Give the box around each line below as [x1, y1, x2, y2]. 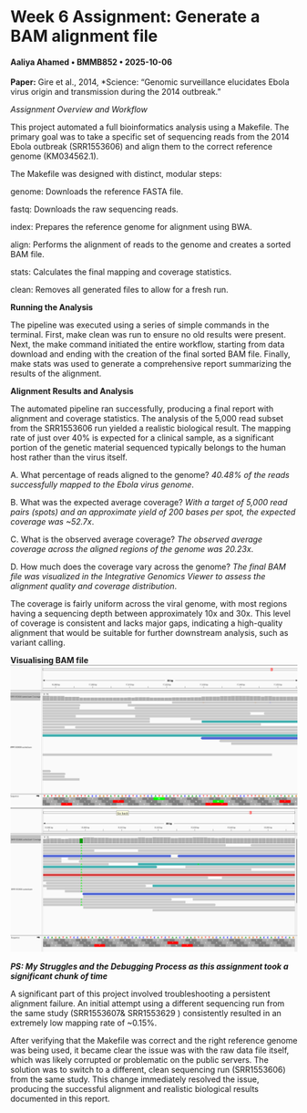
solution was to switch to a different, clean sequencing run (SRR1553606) [10, 1064, 286, 1075]
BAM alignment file [10, 26, 159, 47]
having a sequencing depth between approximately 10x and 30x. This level [10, 609, 291, 619]
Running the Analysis [10, 302, 94, 313]
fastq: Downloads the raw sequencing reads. [10, 203, 179, 215]
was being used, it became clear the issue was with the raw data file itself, [10, 1045, 290, 1056]
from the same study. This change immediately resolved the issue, [10, 1074, 260, 1085]
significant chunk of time [10, 970, 108, 982]
